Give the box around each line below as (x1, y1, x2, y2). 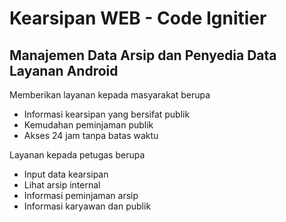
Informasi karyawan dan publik (23, 200, 152, 212)
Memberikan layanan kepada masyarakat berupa (9, 89, 211, 101)
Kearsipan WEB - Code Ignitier (9, 7, 267, 30)
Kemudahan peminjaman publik (23, 119, 154, 131)
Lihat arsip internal (23, 179, 101, 191)
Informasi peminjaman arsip (23, 190, 139, 201)
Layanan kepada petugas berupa (9, 149, 146, 161)
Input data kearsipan (23, 168, 109, 180)
